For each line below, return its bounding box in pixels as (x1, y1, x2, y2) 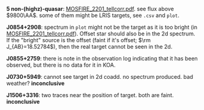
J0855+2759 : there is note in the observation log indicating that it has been (6, 55, 198, 62)
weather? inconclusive (6, 79, 65, 87)
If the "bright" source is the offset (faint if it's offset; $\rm (6, 37, 151, 43)
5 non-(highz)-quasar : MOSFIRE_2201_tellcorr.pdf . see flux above (6, 5, 175, 12)
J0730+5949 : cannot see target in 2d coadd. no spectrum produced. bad (6, 73, 194, 80)
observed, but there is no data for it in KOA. (6, 61, 116, 68)
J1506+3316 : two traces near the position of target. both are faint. (6, 92, 174, 98)
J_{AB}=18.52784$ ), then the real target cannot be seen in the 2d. (6, 43, 173, 50)
